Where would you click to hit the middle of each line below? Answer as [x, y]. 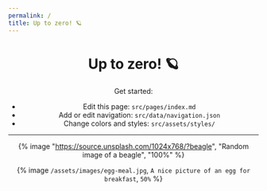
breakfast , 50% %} [133, 179]
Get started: [133, 92]
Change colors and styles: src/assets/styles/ [139, 123]
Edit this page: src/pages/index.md [139, 107]
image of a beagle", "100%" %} [133, 155]
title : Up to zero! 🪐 [45, 23]
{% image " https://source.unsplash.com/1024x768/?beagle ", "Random [133, 146]
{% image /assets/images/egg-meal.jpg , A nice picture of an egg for [133, 170]
